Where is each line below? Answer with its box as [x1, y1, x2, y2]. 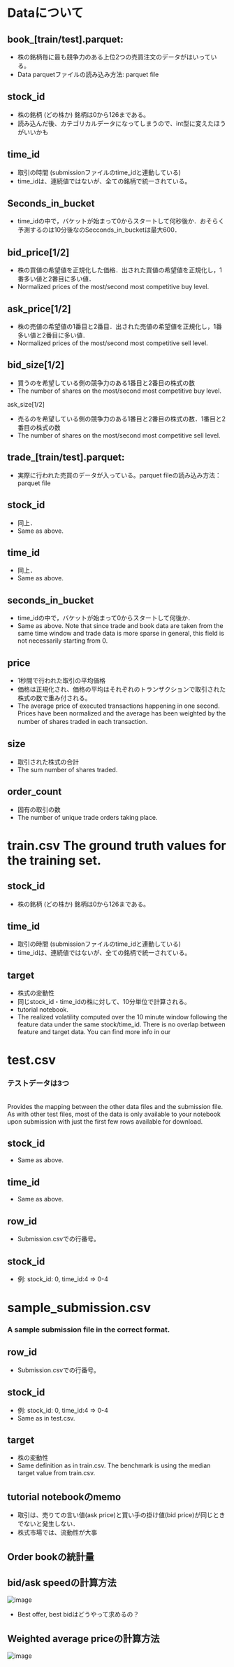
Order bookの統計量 [7, 1551, 94, 1563]
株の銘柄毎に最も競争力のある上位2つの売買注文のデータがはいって [17, 53, 211, 61]
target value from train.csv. [17, 1469, 96, 1477]
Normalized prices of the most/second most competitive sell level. [17, 339, 208, 347]
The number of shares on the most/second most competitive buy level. [17, 386, 222, 395]
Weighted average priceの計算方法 [7, 1633, 160, 1645]
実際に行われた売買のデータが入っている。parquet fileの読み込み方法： [17, 470, 221, 479]
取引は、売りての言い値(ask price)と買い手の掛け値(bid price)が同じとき [17, 1511, 226, 1519]
